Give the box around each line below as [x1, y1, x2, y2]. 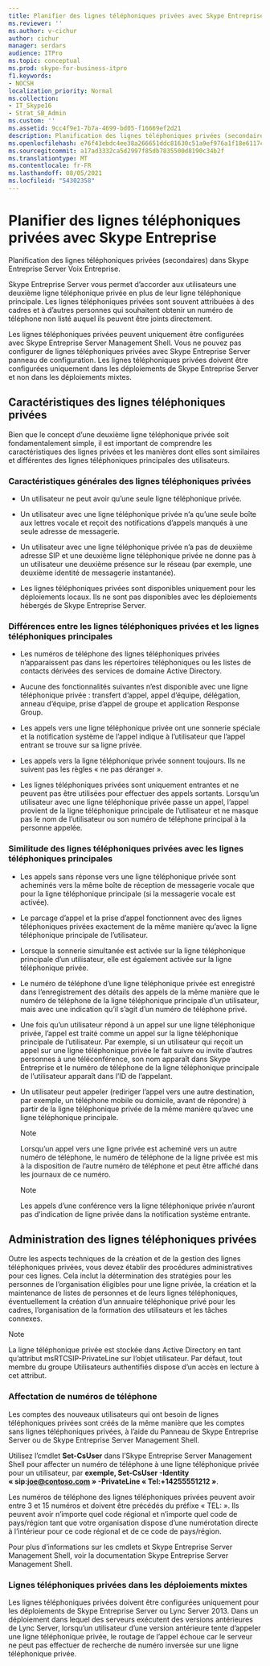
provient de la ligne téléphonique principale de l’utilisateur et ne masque [19, 806, 259, 815]
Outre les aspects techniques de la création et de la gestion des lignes [8, 1254, 241, 1264]
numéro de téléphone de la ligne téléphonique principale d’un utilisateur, [19, 995, 260, 1005]
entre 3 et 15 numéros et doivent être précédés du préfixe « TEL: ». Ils [8, 1501, 239, 1510]
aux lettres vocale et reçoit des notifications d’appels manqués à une [19, 518, 248, 527]
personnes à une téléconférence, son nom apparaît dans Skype [19, 1054, 231, 1064]
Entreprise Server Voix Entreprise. [8, 264, 121, 273]
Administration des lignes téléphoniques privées [8, 1232, 257, 1246]
